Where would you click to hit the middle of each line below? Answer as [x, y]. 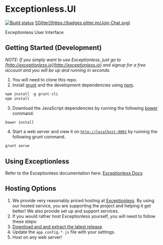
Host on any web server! [37, 237]
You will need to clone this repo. [45, 79]
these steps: [25, 221]
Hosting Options [31, 189]
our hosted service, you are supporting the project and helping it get [81, 206]
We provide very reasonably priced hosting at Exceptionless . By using [83, 200]
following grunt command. [39, 137]
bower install [20, 122]
